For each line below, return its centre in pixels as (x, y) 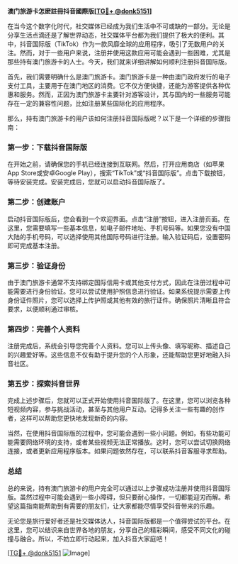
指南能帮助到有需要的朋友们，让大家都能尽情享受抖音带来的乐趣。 (122, 506)
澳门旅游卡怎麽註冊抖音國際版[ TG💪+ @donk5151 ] (80, 11)
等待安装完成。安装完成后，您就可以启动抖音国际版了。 (88, 182)
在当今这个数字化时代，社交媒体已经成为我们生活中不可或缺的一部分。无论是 (119, 26)
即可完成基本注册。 (35, 245)
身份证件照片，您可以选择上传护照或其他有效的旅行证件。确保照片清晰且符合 (119, 300)
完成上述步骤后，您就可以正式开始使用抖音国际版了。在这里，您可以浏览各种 (119, 401)
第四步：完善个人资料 (44, 329)
